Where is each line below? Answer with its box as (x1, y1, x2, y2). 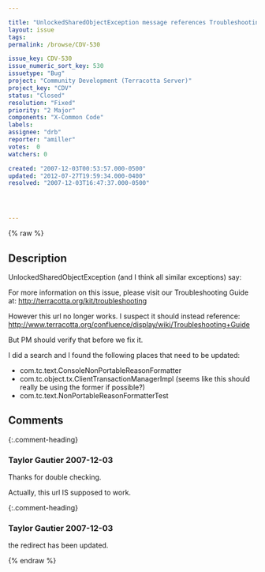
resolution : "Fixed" (8, 99, 77, 107)
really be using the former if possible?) (19, 382, 146, 392)
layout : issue (8, 25, 55, 34)
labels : (8, 121, 34, 129)
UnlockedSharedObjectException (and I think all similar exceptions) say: (8, 272, 242, 281)
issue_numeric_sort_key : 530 (8, 62, 104, 70)
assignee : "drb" (8, 128, 62, 137)
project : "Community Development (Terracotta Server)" (8, 77, 192, 85)
